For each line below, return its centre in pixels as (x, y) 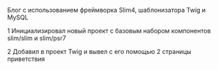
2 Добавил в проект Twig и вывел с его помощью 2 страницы (99, 52)
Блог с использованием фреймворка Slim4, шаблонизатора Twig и (107, 10)
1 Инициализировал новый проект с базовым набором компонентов (109, 31)
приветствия (26, 59)
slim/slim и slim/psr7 (37, 38)
